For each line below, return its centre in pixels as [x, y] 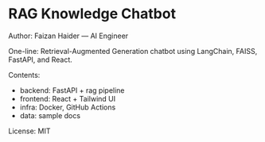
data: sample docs [50, 115]
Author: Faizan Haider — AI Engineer [68, 36]
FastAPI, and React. [41, 59]
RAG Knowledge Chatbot [92, 14]
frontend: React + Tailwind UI [68, 98]
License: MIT [29, 131]
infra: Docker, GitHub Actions [68, 107]
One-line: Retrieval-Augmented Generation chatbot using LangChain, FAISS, [133, 51]
